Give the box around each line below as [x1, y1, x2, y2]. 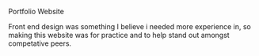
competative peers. [8, 39, 72, 48]
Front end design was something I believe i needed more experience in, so [8, 22, 251, 31]
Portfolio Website [8, 7, 65, 16]
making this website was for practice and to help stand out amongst [8, 31, 230, 39]
